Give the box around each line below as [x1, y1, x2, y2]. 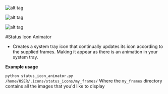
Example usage [5, 64, 38, 69]
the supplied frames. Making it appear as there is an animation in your [12, 49, 158, 54]
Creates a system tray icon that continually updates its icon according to [12, 43, 163, 49]
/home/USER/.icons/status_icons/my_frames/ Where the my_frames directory [5, 78, 162, 83]
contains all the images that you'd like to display [5, 83, 105, 89]
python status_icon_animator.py [5, 73, 73, 78]
